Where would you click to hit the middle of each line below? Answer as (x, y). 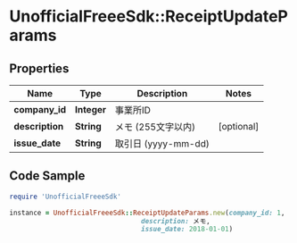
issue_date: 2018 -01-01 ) (187, 230)
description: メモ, (176, 221)
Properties (39, 68)
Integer (91, 109)
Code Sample (47, 176)
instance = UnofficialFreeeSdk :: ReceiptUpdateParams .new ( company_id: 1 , (147, 213)
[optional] (239, 126)
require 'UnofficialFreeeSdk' (66, 197)
